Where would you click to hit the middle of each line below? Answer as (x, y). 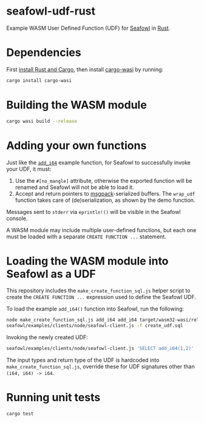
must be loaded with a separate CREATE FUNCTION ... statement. (87, 236)
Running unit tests (53, 398)
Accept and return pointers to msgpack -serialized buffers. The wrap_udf (105, 193)
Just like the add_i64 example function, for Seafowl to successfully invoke (99, 162)
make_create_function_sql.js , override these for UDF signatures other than (101, 366)
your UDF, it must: (29, 169)
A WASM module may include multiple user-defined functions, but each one (101, 230)
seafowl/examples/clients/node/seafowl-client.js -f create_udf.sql (95, 326)
